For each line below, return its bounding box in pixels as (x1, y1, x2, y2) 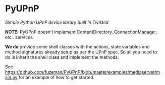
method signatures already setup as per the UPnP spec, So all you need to (5, 49, 157, 55)
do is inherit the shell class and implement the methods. (5, 54, 119, 60)
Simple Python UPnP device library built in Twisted (5, 19, 109, 25)
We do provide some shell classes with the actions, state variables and (5, 43, 150, 49)
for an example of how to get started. (18, 74, 95, 80)
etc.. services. (5, 34, 34, 40)
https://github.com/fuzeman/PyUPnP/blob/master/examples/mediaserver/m (5, 69, 160, 75)
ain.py (5, 74, 18, 80)
